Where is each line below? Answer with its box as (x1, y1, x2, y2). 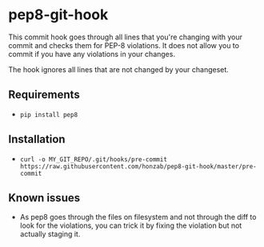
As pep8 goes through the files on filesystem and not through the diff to (19, 213, 257, 222)
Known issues (8, 191, 81, 204)
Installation (8, 132, 66, 146)
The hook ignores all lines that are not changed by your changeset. (8, 64, 230, 74)
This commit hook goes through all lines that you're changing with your (8, 32, 242, 42)
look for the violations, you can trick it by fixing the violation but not (19, 221, 242, 230)
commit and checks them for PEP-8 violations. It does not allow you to (8, 40, 240, 50)
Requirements (8, 88, 80, 102)
